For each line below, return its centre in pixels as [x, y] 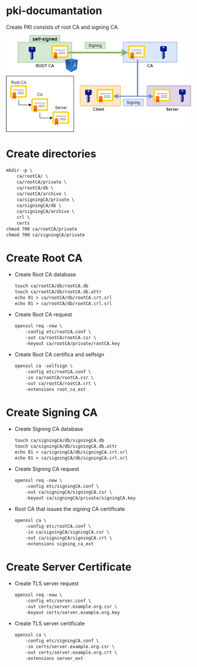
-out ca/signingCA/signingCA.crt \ [69, 538]
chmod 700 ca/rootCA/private [42, 229]
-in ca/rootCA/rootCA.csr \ [60, 378]
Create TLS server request [47, 584]
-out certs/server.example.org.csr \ [71, 607]
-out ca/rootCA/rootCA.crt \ [61, 384]
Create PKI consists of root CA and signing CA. [63, 27]
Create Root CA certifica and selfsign [59, 355]
